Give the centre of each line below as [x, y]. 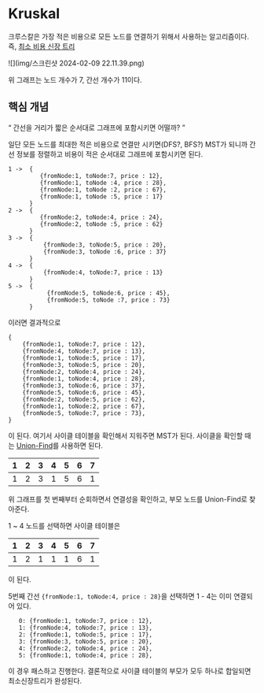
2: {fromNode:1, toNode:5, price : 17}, [86, 635]
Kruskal [34, 14]
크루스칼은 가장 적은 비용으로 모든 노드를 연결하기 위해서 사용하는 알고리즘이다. [129, 36]
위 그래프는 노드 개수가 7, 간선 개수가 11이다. [75, 80]
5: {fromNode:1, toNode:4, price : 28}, [86, 655]
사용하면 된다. [82, 445]
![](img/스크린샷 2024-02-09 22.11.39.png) [77, 63]
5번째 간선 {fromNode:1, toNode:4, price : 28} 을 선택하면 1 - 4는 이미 [120, 596]
